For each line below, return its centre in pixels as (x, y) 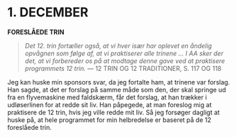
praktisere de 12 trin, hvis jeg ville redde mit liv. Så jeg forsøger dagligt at (114, 112)
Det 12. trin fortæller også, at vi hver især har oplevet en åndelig (118, 45)
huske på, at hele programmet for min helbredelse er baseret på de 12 (109, 120)
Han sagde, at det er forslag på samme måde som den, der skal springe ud (117, 89)
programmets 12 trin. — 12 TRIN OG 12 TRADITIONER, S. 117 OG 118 (123, 68)
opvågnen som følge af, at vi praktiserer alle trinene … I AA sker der (124, 53)
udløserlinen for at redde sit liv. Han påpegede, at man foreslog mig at (110, 104)
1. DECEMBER (48, 12)
